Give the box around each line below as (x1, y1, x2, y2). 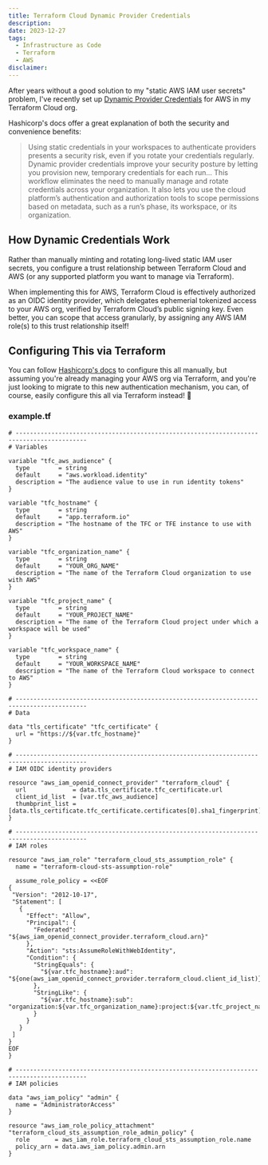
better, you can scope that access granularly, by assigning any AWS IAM (8, 313, 247, 322)
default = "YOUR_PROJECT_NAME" (15, 611, 134, 619)
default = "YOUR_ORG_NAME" (15, 561, 120, 570)
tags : (8, 34, 26, 42)
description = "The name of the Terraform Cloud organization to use (15, 569, 251, 577)
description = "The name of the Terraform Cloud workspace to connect (15, 667, 255, 675)
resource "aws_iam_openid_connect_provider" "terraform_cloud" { (8, 779, 230, 787)
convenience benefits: (8, 126, 82, 136)
